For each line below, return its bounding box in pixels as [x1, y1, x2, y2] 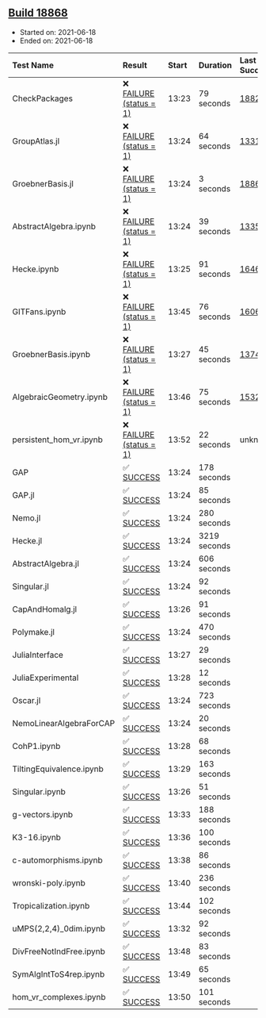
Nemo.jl [12, 512, 41, 523]
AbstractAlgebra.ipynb [12, 221, 97, 232]
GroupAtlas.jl [12, 135, 60, 146]
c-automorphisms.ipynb [12, 855, 103, 866]
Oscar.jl [12, 694, 41, 705]
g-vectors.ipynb [12, 809, 74, 820]
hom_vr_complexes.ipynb [12, 991, 106, 1002]
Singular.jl [12, 581, 49, 592]
